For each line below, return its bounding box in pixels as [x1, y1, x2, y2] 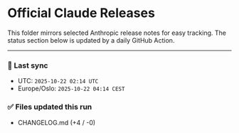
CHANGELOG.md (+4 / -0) [17, 118, 96, 127]
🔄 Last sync [7, 60, 48, 70]
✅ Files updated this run [7, 102, 92, 112]
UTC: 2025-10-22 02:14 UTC [17, 77, 99, 85]
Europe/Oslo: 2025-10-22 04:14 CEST [17, 84, 125, 93]
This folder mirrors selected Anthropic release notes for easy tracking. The [7, 28, 226, 37]
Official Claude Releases [7, 5, 155, 21]
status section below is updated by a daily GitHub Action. [7, 36, 175, 44]
